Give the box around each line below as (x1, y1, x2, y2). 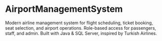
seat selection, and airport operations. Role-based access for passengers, (5, 25, 157, 31)
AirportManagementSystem (5, 3, 123, 15)
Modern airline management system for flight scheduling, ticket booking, (5, 20, 153, 26)
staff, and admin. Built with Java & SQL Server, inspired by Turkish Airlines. (5, 30, 157, 36)
